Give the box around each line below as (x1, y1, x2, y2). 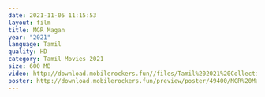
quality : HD (8, 48, 47, 56)
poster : (8, 77, 34, 84)
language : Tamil (8, 41, 62, 48)
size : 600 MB (8, 63, 51, 70)
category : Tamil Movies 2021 (8, 56, 104, 63)
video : (8, 70, 30, 77)
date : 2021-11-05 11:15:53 (8, 11, 97, 20)
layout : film (8, 19, 51, 27)
